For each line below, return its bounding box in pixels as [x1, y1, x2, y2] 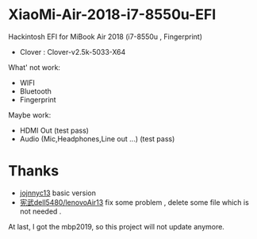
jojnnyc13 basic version [19, 188, 97, 198]
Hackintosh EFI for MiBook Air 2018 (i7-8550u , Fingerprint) [8, 32, 203, 41]
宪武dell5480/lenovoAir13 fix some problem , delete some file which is [19, 197, 250, 207]
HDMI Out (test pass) [19, 125, 90, 135]
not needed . [19, 206, 62, 216]
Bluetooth [19, 86, 52, 96]
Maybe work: [8, 110, 52, 120]
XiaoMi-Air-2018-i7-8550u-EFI [8, 6, 217, 24]
